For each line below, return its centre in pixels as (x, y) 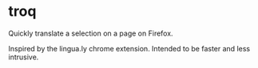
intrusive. (24, 57)
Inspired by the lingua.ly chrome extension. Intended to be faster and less (129, 48)
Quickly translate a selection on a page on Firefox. (91, 33)
